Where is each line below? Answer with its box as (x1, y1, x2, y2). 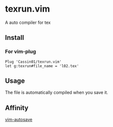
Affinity (5, 104, 29, 112)
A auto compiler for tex (5, 19, 51, 25)
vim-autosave (5, 117, 32, 123)
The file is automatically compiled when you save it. (5, 90, 108, 95)
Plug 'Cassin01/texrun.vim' (5, 59, 62, 64)
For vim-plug (5, 48, 36, 55)
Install (5, 34, 24, 42)
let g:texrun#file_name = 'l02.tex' (5, 63, 79, 69)
